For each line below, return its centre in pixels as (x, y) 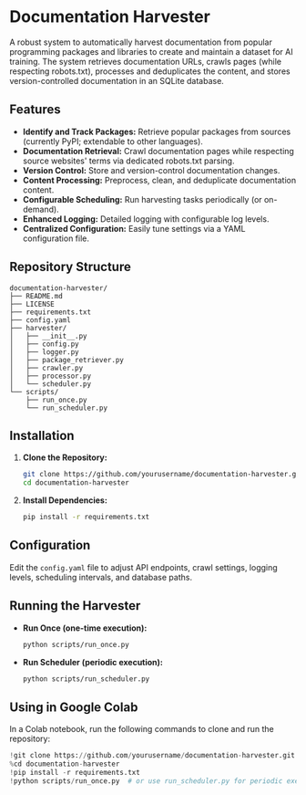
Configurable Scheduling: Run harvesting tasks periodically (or (142, 199)
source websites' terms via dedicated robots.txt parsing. (128, 161)
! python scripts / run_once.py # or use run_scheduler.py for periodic (146, 781)
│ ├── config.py (44, 344)
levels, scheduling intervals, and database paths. (101, 577)
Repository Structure (71, 267)
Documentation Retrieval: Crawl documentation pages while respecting (158, 151)
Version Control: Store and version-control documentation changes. (151, 170)
